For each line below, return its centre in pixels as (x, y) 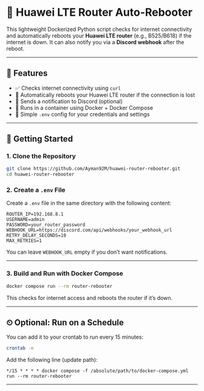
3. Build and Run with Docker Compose (65, 274)
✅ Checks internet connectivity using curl (68, 88)
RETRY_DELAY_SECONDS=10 (36, 236)
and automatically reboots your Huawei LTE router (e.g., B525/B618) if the (99, 35)
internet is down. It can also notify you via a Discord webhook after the (95, 42)
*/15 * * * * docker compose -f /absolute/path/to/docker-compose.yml (97, 371)
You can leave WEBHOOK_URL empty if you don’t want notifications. (87, 252)
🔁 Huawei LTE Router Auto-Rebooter (100, 12)
